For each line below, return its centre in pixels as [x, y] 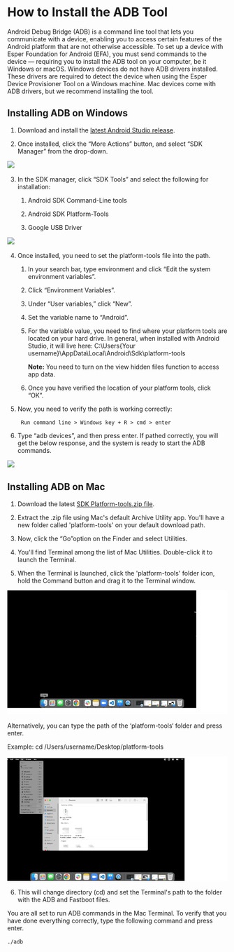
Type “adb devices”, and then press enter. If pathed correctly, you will [118, 435]
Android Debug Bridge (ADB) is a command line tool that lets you [101, 32]
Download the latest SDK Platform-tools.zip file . [86, 504]
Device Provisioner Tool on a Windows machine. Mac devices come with [112, 83]
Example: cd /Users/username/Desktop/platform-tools [86, 747]
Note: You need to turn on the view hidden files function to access [123, 367]
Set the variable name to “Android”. [78, 317]
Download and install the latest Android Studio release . [96, 130]
